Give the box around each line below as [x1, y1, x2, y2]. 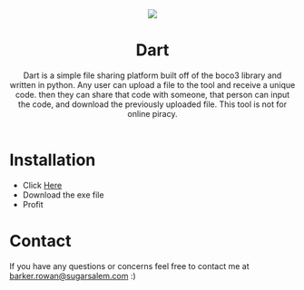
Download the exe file [22, 189, 104, 200]
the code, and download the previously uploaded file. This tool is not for [17, 99, 288, 110]
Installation [9, 150, 96, 170]
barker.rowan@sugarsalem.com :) [9, 270, 136, 281]
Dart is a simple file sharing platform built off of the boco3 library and [23, 70, 282, 81]
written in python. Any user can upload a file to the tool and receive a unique [9, 79, 296, 90]
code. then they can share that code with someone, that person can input [15, 89, 290, 100]
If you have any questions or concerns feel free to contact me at [9, 260, 250, 271]
